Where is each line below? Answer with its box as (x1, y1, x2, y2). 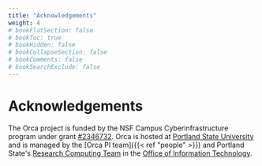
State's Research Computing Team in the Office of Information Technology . (8, 148, 253, 158)
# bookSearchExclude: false (8, 63, 101, 71)
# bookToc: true (8, 33, 62, 42)
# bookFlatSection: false (8, 26, 93, 34)
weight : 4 (8, 19, 41, 27)
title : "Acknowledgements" (8, 11, 97, 20)
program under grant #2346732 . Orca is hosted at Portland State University (8, 131, 254, 141)
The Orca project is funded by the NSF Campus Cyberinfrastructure (8, 123, 229, 133)
